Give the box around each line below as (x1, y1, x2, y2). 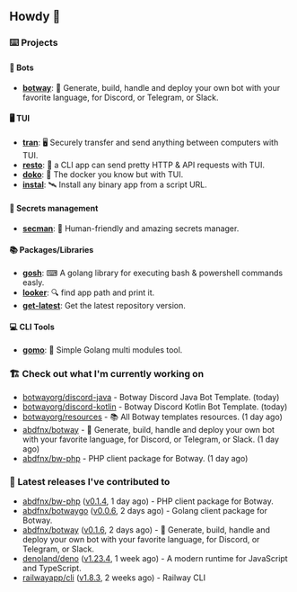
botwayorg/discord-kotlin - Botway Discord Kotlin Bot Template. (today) (22, 401, 288, 412)
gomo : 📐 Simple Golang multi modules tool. (22, 345, 183, 355)
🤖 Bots (9, 62, 34, 73)
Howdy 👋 (9, 9, 61, 24)
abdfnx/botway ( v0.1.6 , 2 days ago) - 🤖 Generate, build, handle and (22, 524, 271, 535)
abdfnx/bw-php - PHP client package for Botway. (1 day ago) (22, 453, 249, 463)
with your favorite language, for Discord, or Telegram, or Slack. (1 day (22, 434, 280, 444)
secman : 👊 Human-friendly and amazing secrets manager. (22, 222, 240, 234)
